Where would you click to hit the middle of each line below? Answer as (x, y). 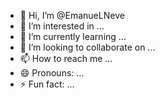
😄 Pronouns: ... (52, 73)
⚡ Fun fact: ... (47, 84)
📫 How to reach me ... (66, 58)
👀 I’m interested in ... (62, 26)
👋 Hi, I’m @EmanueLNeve (72, 15)
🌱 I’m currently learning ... (73, 36)
